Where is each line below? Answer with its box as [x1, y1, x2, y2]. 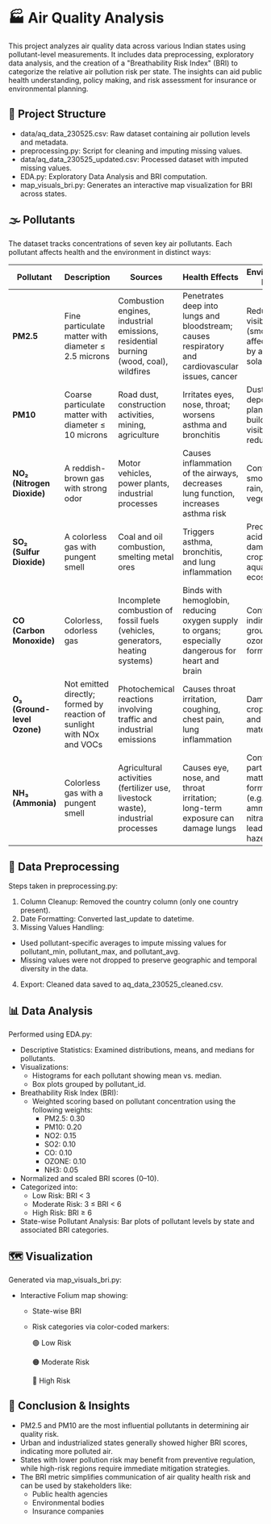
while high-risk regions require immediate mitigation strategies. [19, 1463, 231, 1473]
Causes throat [182, 683, 236, 695]
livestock [118, 792, 152, 804]
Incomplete [118, 595, 161, 606]
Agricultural [118, 762, 163, 773]
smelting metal [118, 551, 174, 562]
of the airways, [182, 467, 240, 478]
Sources [130, 271, 163, 282]
